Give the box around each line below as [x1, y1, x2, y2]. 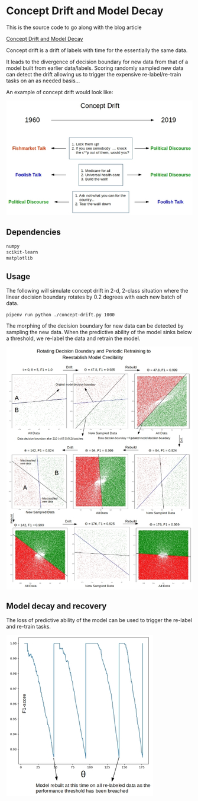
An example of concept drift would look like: [6, 88, 113, 95]
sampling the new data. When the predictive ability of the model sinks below [6, 329, 192, 336]
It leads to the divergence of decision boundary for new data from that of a [6, 58, 189, 65]
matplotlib [6, 255, 33, 261]
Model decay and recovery [6, 601, 107, 611]
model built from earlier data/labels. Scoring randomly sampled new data [6, 64, 184, 72]
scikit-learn [6, 249, 38, 255]
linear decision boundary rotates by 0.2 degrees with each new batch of [6, 293, 182, 300]
